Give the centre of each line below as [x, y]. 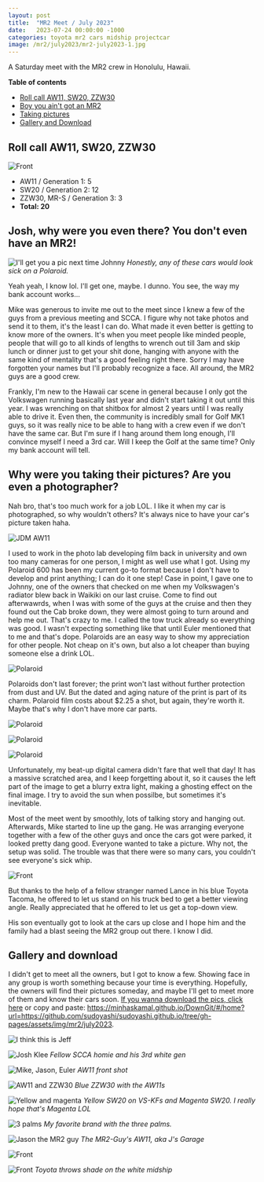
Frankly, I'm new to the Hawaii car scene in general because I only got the [128, 391]
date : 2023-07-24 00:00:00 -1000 [66, 30]
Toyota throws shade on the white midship [104, 1170]
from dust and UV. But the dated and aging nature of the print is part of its [128, 692]
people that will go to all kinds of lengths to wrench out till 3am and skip [124, 343]
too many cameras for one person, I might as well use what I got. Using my [129, 561]
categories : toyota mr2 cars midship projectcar [89, 37]
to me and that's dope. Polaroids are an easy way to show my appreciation [129, 637]
